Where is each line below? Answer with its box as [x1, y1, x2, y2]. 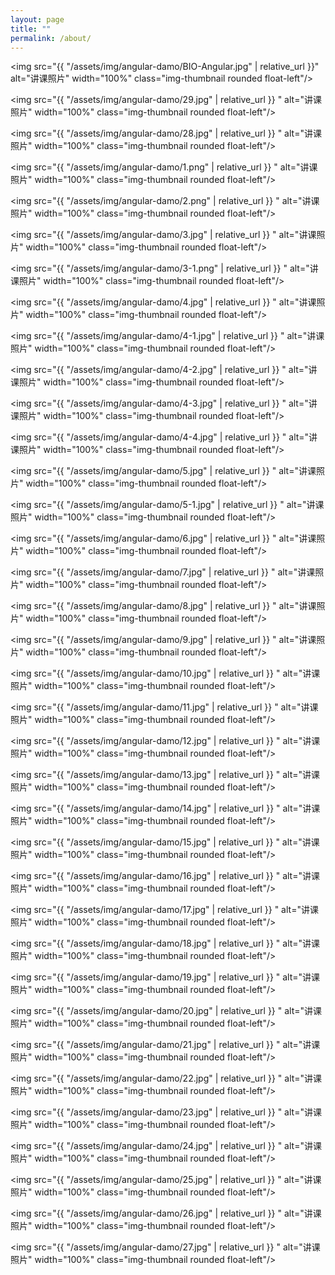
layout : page [10, 14, 65, 25]
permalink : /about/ [10, 33, 92, 43]
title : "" [10, 24, 52, 34]
